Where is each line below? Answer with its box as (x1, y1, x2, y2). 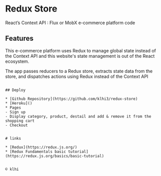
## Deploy (5, 87, 26, 93)
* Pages (5, 105, 22, 110)
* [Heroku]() (5, 101, 33, 106)
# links (5, 136, 22, 141)
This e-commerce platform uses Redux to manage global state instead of (5, 47, 156, 53)
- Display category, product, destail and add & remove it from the (5, 114, 151, 119)
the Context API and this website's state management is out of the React (5, 53, 155, 59)
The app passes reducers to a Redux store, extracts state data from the (5, 68, 153, 74)
